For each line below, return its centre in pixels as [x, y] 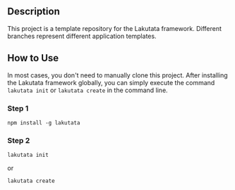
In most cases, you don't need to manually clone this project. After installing [117, 75]
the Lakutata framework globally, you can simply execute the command [111, 82]
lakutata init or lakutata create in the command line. [88, 90]
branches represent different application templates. [82, 36]
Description [34, 12]
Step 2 [19, 140]
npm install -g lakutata [44, 122]
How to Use [33, 58]
